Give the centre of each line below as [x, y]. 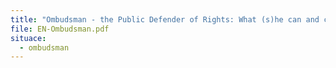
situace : [28, 38]
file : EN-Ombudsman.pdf [60, 29]
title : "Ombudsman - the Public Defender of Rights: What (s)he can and [165, 19]
